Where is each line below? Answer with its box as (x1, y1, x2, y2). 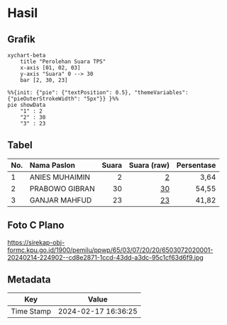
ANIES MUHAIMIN (29, 172, 91, 182)
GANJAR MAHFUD (29, 195, 92, 205)
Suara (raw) (128, 160, 170, 170)
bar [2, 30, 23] (20, 76, 69, 84)
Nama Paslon (29, 160, 76, 170)
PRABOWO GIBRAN (29, 183, 95, 193)
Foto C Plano (7, 219, 65, 232)
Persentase (176, 160, 216, 170)
